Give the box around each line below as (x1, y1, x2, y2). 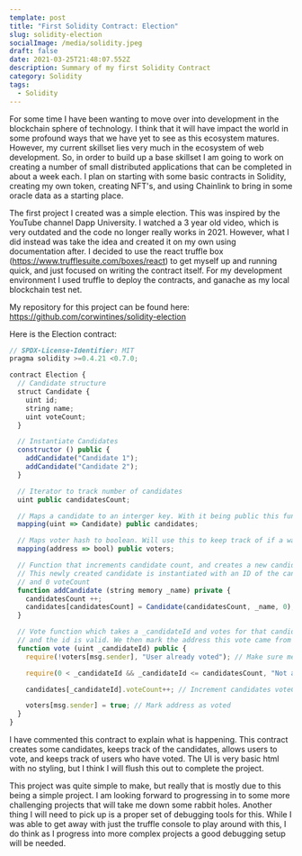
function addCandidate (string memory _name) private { (17, 586, 231, 595)
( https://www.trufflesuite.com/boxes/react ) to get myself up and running (9, 255, 278, 266)
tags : (9, 80, 30, 89)
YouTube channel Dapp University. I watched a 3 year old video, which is (9, 217, 280, 228)
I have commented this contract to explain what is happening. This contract (9, 734, 289, 744)
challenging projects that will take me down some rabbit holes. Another (9, 799, 272, 810)
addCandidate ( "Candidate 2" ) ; (25, 462, 139, 471)
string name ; (25, 404, 75, 413)
